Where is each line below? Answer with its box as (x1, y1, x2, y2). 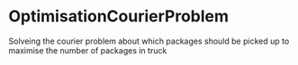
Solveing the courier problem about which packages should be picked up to (8, 36, 290, 46)
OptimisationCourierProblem (8, 6, 230, 27)
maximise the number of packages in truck (8, 45, 167, 55)
